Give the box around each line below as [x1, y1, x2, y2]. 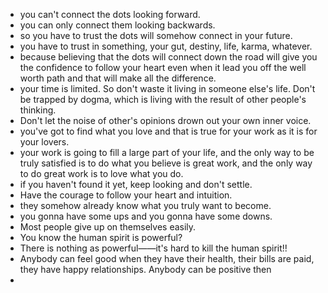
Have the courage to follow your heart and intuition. [19, 189, 233, 201]
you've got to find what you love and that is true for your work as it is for [19, 125, 318, 137]
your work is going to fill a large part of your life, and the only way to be [19, 147, 315, 158]
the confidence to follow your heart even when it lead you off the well [19, 62, 307, 73]
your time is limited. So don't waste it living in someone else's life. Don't [19, 83, 316, 94]
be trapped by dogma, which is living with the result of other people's [19, 94, 307, 105]
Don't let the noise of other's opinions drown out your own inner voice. [19, 115, 312, 126]
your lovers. [19, 136, 70, 148]
